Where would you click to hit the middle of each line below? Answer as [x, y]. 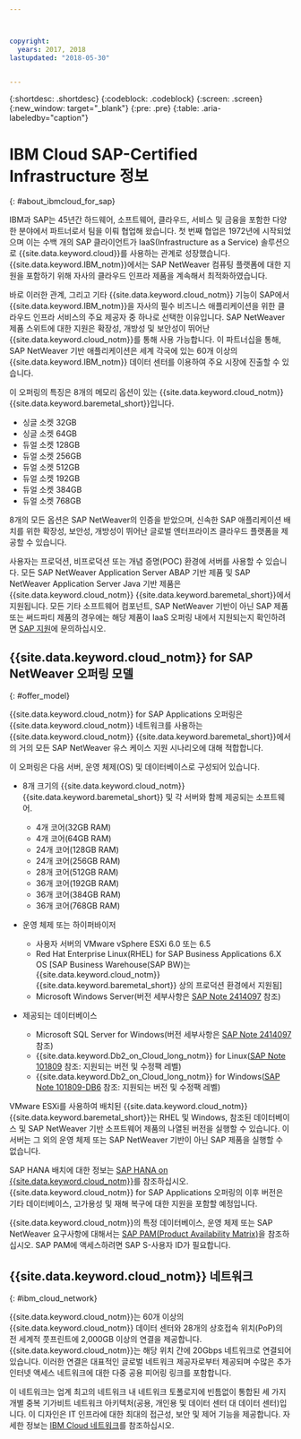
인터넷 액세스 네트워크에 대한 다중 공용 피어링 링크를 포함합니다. [120, 1373]
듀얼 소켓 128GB [51, 445]
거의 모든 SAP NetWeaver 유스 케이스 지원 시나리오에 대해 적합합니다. [141, 748]
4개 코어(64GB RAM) [73, 839]
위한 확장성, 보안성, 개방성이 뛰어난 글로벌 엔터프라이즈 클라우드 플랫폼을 [152, 531]
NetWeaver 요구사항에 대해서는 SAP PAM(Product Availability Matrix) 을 [138, 1234]
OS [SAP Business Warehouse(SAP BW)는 [113, 965]
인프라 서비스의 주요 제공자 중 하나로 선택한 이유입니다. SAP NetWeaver [159, 317]
